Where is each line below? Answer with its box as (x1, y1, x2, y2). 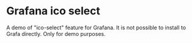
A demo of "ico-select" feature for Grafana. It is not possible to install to (6, 24, 187, 31)
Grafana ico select (6, 4, 100, 18)
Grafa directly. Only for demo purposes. (6, 30, 106, 37)
